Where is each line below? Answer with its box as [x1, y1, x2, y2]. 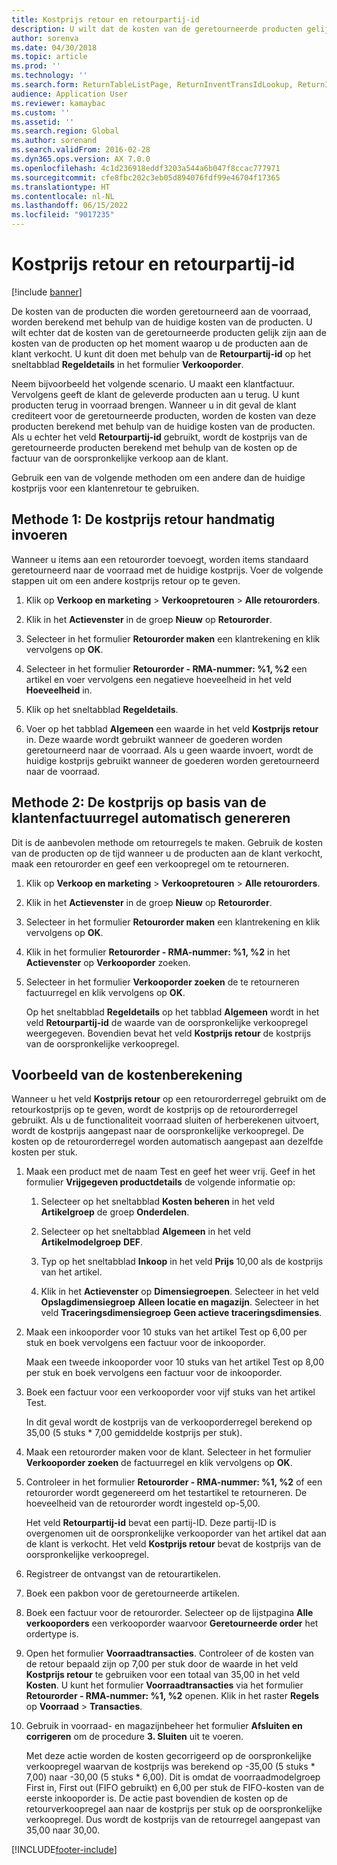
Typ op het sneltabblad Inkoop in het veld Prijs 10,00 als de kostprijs [40, 1256, 324, 1268]
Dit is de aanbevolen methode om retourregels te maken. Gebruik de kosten [11, 836, 323, 848]
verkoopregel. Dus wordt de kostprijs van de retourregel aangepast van [25, 1814, 321, 1826]
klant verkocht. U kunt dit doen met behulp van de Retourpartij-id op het [11, 347, 312, 360]
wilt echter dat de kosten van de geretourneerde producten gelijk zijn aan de [11, 326, 327, 338]
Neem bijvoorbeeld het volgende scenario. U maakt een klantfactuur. [11, 377, 295, 390]
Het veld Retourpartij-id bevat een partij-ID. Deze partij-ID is [25, 1517, 277, 1529]
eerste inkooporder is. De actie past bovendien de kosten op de [25, 1792, 288, 1805]
